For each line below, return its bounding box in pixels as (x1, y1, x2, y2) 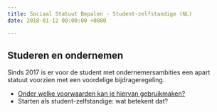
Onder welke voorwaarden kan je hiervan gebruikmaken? (17, 89, 186, 98)
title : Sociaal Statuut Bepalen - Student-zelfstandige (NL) (7, 10, 193, 18)
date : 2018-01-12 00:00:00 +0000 (7, 17, 107, 24)
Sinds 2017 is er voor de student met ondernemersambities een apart (7, 68, 211, 77)
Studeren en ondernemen (7, 49, 124, 61)
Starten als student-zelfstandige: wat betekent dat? (17, 97, 169, 106)
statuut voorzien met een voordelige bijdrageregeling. (7, 76, 165, 84)
